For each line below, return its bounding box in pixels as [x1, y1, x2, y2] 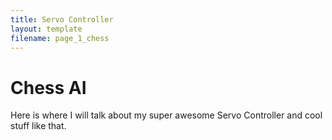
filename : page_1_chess [10, 33, 110, 43]
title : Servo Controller [10, 14, 114, 25]
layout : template [10, 24, 83, 34]
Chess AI [10, 76, 87, 99]
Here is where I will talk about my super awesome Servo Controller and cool [10, 109, 323, 121]
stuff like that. [10, 120, 67, 132]
